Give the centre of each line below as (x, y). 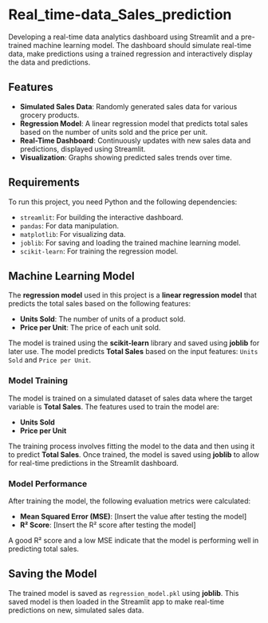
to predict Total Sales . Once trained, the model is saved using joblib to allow (134, 454)
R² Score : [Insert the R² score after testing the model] (108, 525)
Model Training (38, 381)
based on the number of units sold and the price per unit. (114, 132)
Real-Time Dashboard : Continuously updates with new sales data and (135, 140)
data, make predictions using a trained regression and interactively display (130, 53)
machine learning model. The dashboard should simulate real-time (142, 45)
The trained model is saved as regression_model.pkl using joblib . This (124, 593)
